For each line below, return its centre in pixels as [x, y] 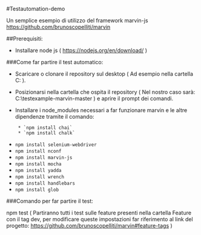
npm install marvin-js [44, 157]
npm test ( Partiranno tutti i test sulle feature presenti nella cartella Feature [99, 213]
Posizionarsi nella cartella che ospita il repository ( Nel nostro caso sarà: [105, 92]
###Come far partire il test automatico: [55, 62]
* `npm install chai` [45, 128]
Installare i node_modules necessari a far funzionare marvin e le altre [101, 110]
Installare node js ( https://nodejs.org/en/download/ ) [81, 50]
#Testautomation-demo [36, 9]
